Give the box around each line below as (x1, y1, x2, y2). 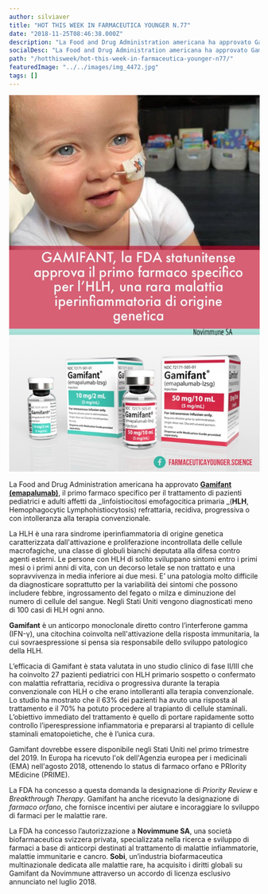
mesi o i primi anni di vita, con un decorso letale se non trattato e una (9, 563, 235, 573)
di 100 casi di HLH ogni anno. (9, 606, 105, 615)
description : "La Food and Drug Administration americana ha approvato (9, 38, 251, 46)
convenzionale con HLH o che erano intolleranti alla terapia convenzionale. (9, 687, 254, 696)
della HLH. (9, 646, 44, 656)
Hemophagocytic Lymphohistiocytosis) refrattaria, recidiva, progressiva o (9, 505, 250, 515)
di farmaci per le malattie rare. (9, 811, 108, 821)
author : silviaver (9, 13, 70, 21)
